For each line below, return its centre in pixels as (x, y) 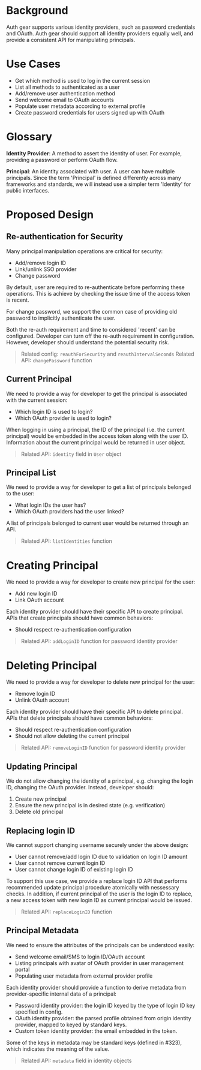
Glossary (29, 137)
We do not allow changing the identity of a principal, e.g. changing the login (100, 781)
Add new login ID (36, 594)
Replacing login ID (41, 830)
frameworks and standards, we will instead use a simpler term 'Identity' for (99, 184)
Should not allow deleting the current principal (72, 736)
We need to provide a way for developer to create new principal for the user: (101, 582)
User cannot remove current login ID (60, 863)
